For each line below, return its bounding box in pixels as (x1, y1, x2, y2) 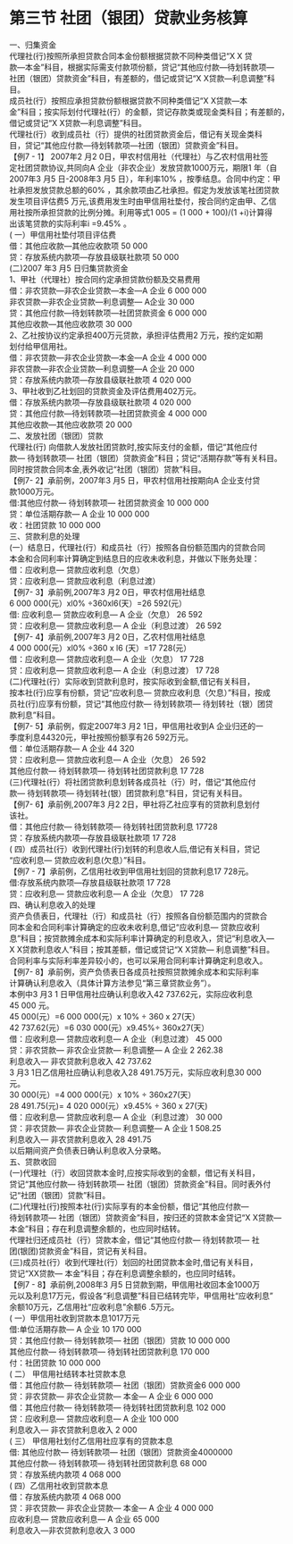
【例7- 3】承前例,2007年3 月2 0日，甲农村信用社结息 (9, 586, 205, 597)
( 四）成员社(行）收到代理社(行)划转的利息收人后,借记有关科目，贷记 (9, 843, 261, 854)
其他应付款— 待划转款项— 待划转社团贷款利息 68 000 (9, 1457, 207, 1468)
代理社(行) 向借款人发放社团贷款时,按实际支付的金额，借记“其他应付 (9, 441, 258, 452)
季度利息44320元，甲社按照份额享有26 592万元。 (9, 732, 194, 743)
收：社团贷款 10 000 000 (9, 519, 101, 530)
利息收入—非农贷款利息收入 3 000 (9, 1524, 136, 1535)
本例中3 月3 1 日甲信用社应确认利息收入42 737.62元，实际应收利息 (9, 988, 253, 999)
